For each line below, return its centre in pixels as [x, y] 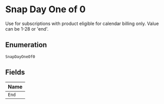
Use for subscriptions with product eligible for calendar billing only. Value [82, 23]
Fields [15, 72]
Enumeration [26, 45]
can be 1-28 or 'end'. [27, 29]
